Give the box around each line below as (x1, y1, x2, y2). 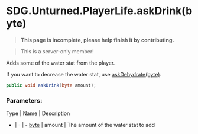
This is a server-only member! (20, 47, 94, 55)
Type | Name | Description (6, 110, 70, 117)
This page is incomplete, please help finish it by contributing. (20, 36, 174, 43)
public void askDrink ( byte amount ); (6, 82, 96, 88)
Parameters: (6, 96, 43, 104)
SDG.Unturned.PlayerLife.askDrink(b (6, 4, 193, 18)
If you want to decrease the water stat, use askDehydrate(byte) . (6, 71, 161, 78)
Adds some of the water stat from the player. (6, 59, 115, 66)
